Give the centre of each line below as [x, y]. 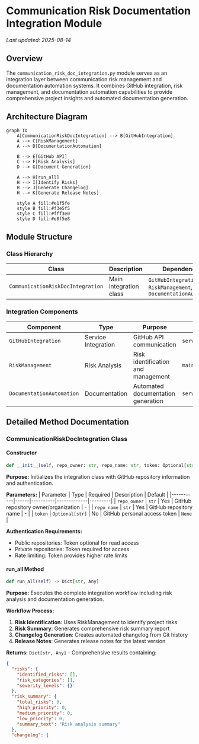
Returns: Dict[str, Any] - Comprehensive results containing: [81, 653]
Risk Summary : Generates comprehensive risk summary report [92, 629]
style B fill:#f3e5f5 [43, 208]
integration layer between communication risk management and [84, 79]
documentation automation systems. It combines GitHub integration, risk [94, 85]
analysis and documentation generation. [55, 599]
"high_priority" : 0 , [42, 708]
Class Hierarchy [30, 253]
